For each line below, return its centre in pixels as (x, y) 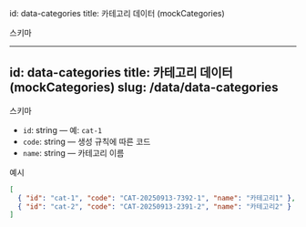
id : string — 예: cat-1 (62, 129)
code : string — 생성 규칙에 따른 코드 (87, 141)
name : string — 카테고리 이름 (73, 152)
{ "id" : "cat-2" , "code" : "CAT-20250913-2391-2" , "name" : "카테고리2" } (154, 206)
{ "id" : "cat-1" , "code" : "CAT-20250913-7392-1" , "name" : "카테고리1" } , (157, 198)
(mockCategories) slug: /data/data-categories (144, 88)
